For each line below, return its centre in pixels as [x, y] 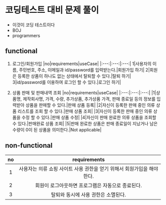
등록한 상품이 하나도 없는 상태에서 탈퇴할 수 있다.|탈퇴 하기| [74, 76]
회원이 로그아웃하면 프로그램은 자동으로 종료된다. [89, 185]
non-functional [29, 145]
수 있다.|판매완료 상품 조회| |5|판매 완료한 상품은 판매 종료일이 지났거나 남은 [85, 123]
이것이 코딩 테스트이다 [34, 25]
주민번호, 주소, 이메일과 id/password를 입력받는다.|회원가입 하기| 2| [84, 70]
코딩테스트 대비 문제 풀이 [52, 10]
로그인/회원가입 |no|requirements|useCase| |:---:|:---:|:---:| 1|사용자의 [82, 63]
